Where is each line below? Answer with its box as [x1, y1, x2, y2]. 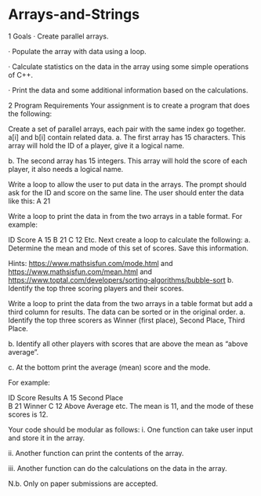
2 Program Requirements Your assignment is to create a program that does [8, 100, 250, 110]
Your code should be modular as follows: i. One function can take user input [8, 425, 253, 434]
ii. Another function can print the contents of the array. [8, 448, 184, 458]
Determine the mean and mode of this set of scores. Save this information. [8, 243, 248, 253]
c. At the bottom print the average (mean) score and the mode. [8, 363, 211, 372]
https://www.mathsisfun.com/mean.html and [8, 267, 153, 276]
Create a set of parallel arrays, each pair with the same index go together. [8, 124, 246, 133]
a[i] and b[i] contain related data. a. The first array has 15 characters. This [8, 132, 246, 142]
